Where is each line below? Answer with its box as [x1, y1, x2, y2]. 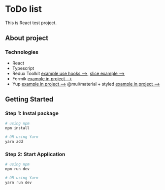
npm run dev [5, 166, 30, 171]
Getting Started [5, 95, 54, 104]
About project [5, 34, 48, 42]
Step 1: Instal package [5, 110, 59, 117]
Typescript [12, 65, 34, 71]
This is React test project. [5, 20, 57, 26]
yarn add [5, 139, 23, 144]
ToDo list [5, 3, 42, 15]
